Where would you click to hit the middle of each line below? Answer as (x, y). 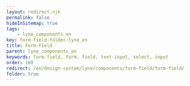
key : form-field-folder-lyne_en (47, 40)
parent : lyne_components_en (42, 51)
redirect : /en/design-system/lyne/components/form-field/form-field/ (96, 68)
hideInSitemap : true (32, 23)
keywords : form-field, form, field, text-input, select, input (87, 57)
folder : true (23, 74)
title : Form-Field (29, 46)
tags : (13, 29)
